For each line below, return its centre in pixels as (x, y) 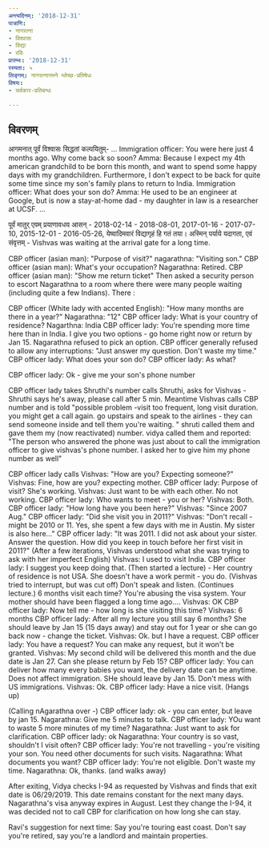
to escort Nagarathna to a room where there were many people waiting (125, 285)
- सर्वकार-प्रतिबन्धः (30, 90)
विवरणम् (23, 129)
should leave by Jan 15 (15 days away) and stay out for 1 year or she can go (133, 628)
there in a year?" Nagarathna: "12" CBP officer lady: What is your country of (133, 317)
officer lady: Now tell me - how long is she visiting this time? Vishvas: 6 (125, 611)
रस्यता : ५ (21, 68)
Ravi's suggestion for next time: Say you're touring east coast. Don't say (127, 827)
